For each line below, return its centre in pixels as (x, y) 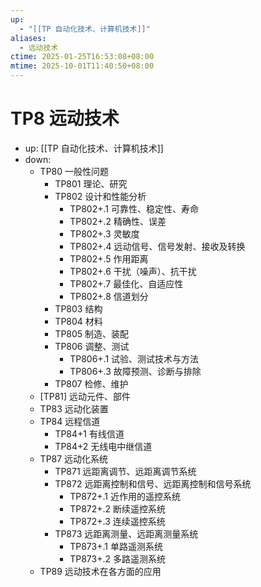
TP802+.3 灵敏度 (104, 233)
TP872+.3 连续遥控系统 (117, 521)
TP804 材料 (78, 321)
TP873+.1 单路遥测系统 (116, 546)
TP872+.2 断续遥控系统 (118, 508)
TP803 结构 (78, 308)
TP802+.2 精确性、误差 (118, 221)
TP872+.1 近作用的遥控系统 (125, 496)
